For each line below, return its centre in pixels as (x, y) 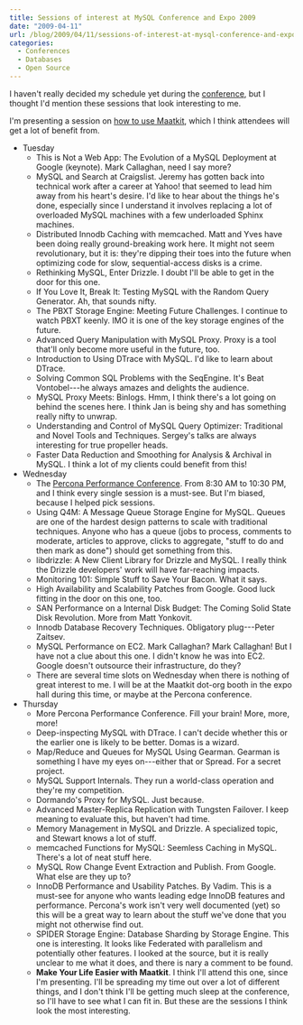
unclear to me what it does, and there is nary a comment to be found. (164, 963)
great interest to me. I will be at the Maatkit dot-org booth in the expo (164, 684)
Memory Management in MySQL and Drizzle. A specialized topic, (156, 828)
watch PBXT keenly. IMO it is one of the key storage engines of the (160, 320)
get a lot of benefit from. (55, 130)
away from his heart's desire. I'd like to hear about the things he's (157, 196)
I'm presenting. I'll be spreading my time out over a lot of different (158, 982)
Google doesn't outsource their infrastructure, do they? (138, 665)
